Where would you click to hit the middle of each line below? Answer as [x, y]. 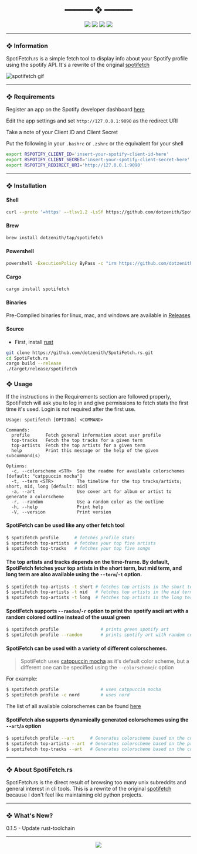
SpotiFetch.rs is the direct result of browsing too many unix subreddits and [96, 782]
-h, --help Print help [57, 507]
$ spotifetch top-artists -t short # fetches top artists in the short [95, 587]
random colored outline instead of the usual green [68, 617]
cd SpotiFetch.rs [27, 358]
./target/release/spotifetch [42, 369]
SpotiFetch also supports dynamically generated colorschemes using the [97, 719]
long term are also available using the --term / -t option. [74, 574]
